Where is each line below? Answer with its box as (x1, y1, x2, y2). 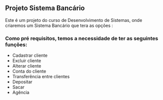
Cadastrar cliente (12, 52, 48, 59)
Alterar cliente (12, 63, 41, 69)
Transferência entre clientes (12, 74, 70, 80)
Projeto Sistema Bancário (5, 4, 85, 12)
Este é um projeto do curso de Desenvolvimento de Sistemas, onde (5, 17, 143, 23)
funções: (5, 41, 27, 48)
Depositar (12, 79, 33, 85)
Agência (12, 90, 30, 96)
